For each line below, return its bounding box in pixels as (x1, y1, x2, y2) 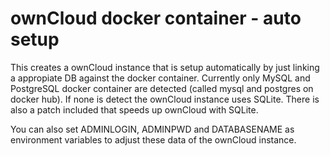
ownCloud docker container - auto (10, 7, 302, 30)
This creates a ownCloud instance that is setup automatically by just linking (10, 61, 320, 73)
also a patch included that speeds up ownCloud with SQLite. (10, 103, 259, 116)
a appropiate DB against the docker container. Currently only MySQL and (10, 72, 311, 84)
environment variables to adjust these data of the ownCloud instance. (10, 133, 297, 146)
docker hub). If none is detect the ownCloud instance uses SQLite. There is (10, 93, 320, 105)
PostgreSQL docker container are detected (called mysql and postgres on (10, 82, 314, 94)
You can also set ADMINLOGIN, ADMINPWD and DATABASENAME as (10, 123, 295, 135)
